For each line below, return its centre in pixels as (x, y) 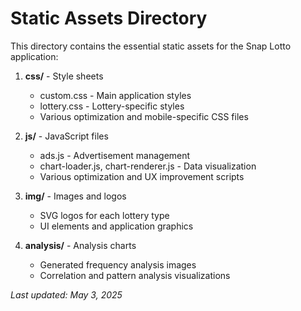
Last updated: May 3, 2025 (66, 294)
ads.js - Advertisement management (115, 155)
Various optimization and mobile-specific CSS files (144, 116)
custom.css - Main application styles (115, 95)
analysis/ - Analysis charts (80, 245)
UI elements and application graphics (116, 226)
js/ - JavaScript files (66, 136)
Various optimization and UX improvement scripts (142, 176)
